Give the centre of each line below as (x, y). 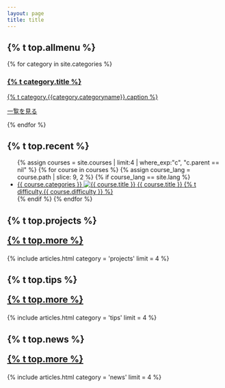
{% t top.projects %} (52, 220)
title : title (26, 20)
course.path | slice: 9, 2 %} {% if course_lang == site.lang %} (104, 177)
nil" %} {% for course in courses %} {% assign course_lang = (104, 170)
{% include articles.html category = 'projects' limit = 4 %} (88, 258)
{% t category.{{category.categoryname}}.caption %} (83, 97)
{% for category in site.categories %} (60, 64)
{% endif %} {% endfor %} (55, 199)
